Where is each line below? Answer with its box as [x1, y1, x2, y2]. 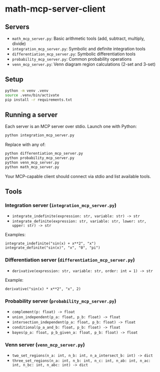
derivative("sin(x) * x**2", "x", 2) [5, 286, 81, 291]
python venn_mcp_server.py [5, 160, 59, 165]
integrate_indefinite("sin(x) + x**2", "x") [5, 241, 96, 246]
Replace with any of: [5, 142, 46, 147]
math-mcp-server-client [5, 3, 106, 15]
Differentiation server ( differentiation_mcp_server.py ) [5, 257, 135, 263]
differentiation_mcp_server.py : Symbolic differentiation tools [12, 51, 136, 57]
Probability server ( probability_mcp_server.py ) [5, 297, 116, 304]
